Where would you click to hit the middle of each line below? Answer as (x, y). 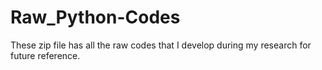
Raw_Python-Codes (95, 17)
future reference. (45, 55)
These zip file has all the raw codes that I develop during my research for (161, 45)
